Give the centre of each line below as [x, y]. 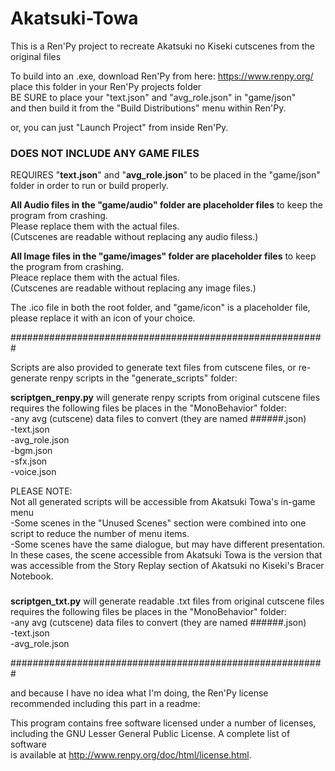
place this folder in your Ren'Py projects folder [106, 86]
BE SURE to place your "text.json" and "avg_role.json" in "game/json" [153, 97]
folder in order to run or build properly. [89, 186]
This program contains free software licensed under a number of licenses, [163, 723]
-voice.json [33, 472]
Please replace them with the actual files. [95, 226]
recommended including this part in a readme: [105, 704]
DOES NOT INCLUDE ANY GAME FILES [105, 153]
